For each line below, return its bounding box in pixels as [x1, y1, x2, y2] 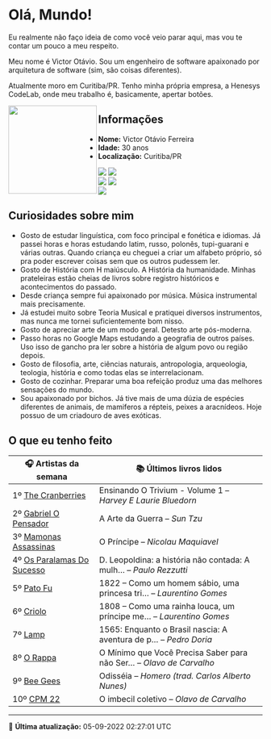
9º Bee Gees [12, 675, 60, 687]
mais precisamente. [19, 299, 86, 308]
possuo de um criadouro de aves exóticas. [19, 410, 161, 420]
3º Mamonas [12, 531, 62, 542]
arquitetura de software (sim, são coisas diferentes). [8, 65, 182, 74]
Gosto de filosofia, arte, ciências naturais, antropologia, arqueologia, [19, 359, 248, 369]
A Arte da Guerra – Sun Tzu [99, 513, 203, 524]
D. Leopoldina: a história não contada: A [99, 554, 250, 566]
